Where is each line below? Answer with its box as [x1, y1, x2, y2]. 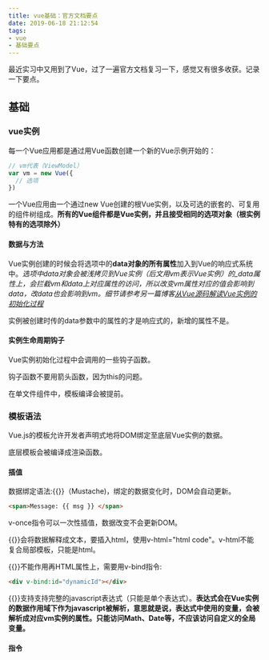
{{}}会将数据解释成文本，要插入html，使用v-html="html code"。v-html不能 [8, 535, 255, 545]
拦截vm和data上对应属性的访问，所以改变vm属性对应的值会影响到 [35, 278, 255, 288]
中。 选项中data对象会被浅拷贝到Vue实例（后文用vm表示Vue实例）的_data [8, 269, 254, 278]
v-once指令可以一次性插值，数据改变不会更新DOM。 [8, 518, 183, 528]
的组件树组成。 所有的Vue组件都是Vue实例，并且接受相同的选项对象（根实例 [8, 210, 261, 219]
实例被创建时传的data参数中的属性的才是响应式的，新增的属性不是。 [8, 315, 234, 325]
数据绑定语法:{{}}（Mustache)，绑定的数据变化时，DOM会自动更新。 [8, 486, 236, 496]
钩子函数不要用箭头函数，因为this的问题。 [8, 371, 147, 381]
